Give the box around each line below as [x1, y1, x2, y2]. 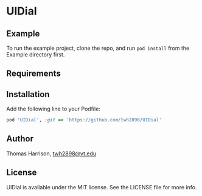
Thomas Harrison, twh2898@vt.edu [6, 150, 97, 157]
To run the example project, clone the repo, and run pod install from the [6, 44, 190, 52]
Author [6, 133, 33, 144]
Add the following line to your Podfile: [6, 105, 100, 113]
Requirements [6, 69, 61, 79]
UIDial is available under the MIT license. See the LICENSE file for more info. [6, 183, 197, 191]
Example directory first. [6, 51, 65, 58]
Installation [6, 89, 50, 100]
